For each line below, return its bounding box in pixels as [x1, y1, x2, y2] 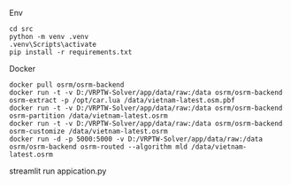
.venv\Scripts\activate [9, 40, 97, 49]
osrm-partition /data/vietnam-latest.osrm [9, 112, 168, 120]
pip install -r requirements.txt [9, 48, 133, 57]
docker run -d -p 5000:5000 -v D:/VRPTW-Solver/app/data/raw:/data [9, 135, 264, 143]
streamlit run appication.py [9, 166, 107, 176]
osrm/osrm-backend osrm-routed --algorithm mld [9, 143, 188, 151]
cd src [9, 25, 34, 34]
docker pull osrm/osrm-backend [9, 81, 125, 89]
